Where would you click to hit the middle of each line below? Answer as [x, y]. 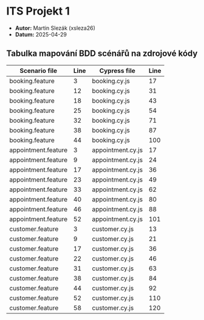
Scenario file [39, 70]
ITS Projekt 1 [38, 11]
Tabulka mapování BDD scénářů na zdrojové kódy [102, 54]
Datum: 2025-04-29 [41, 34]
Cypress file [117, 70]
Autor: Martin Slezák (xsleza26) [55, 28]
